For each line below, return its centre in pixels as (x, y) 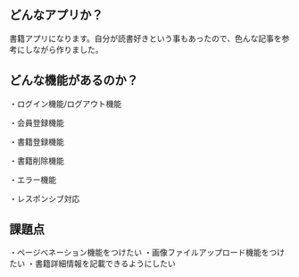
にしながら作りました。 (60, 49)
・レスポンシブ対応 (45, 198)
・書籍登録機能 (37, 141)
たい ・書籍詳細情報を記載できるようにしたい (92, 264)
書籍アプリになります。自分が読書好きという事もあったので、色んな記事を (146, 38)
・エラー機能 (33, 180)
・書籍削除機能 (37, 160)
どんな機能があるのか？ (74, 81)
